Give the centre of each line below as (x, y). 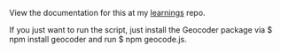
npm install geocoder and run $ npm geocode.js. (98, 39)
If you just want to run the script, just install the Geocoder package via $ (141, 30)
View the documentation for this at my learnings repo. (107, 13)
